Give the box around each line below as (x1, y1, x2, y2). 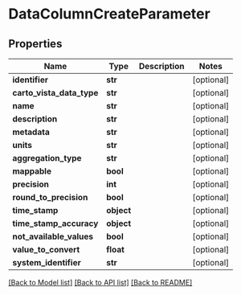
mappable (12, 166, 52, 177)
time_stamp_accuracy (12, 218, 99, 229)
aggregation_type (12, 153, 82, 163)
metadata (12, 126, 50, 137)
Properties (8, 37, 63, 51)
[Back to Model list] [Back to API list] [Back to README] (8, 278, 193, 287)
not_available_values (12, 231, 94, 242)
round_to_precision (12, 192, 88, 203)
